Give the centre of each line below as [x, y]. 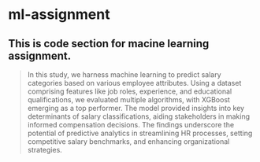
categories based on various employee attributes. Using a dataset [134, 83]
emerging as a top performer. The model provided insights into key [136, 108]
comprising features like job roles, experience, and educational [130, 91]
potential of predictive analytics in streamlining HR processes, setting [140, 133]
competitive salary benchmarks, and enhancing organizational [128, 142]
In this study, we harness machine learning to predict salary [124, 75]
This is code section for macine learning [109, 44]
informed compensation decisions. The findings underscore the [131, 125]
